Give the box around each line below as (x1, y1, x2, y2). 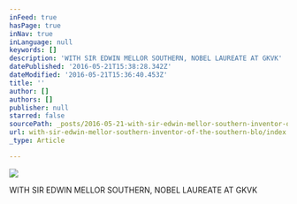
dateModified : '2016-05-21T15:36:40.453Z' (9, 71, 168, 79)
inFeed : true (9, 12, 57, 22)
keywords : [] (9, 46, 57, 55)
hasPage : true (9, 21, 62, 30)
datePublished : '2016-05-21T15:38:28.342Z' (9, 63, 172, 72)
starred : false (9, 111, 65, 120)
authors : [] (9, 94, 53, 104)
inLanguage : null (9, 37, 73, 47)
